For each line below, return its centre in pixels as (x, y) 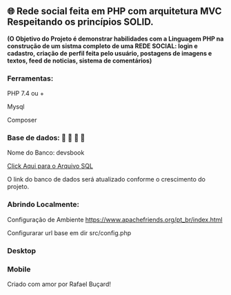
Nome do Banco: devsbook (46, 153)
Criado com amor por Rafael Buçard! (59, 284)
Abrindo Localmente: (43, 204)
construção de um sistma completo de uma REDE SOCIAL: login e (102, 46)
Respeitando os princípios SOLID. (80, 22)
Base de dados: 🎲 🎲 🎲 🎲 (46, 138)
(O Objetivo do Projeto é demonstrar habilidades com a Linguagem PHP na (115, 39)
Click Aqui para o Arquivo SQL (50, 166)
